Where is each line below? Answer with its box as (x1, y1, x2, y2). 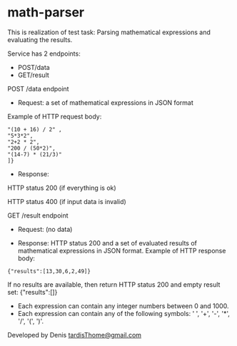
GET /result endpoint (7, 211, 69, 220)
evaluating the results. (7, 35, 73, 44)
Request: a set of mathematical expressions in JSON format (17, 98, 194, 107)
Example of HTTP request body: (7, 112, 102, 121)
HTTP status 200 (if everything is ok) (7, 183, 116, 192)
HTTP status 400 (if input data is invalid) (7, 197, 126, 205)
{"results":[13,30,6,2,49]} (7, 268, 91, 275)
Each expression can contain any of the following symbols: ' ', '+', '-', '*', (17, 309, 231, 317)
